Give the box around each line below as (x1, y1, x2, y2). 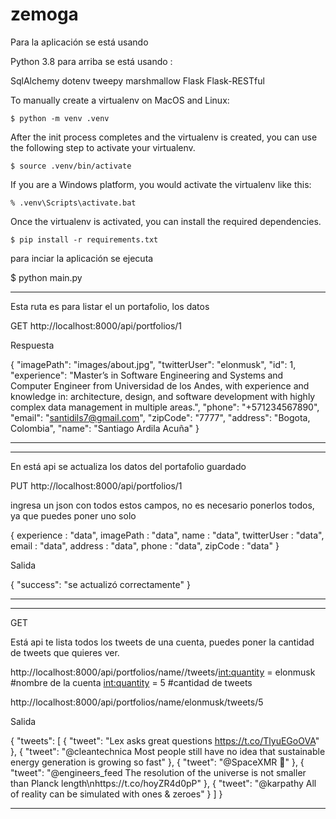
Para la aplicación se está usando (10, 36, 149, 48)
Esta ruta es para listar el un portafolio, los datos (10, 300, 210, 312)
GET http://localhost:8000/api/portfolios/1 (10, 319, 183, 332)
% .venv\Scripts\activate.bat (10, 198, 137, 208)
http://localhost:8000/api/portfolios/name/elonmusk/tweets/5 (10, 696, 264, 708)
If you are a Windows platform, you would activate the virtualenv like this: (10, 178, 312, 190)
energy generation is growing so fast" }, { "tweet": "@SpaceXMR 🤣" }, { (10, 756, 305, 768)
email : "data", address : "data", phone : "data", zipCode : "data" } (10, 539, 280, 552)
